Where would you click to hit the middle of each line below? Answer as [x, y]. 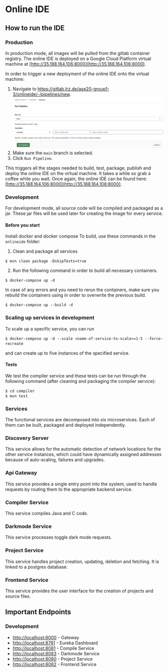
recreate [14, 344]
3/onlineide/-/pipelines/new [41, 94]
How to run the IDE [35, 28]
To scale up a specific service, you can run [50, 328]
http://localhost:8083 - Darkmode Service [56, 653]
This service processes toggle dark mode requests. [59, 537]
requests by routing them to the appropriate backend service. [69, 489]
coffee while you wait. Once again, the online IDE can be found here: [76, 179]
